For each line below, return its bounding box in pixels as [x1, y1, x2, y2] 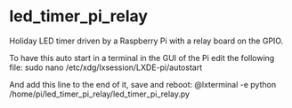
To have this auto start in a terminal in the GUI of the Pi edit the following [9, 52, 275, 63]
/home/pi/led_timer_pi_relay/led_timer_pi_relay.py [9, 89, 190, 99]
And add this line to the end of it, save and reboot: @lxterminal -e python [9, 79, 277, 89]
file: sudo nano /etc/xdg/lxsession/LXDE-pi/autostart [9, 62, 203, 73]
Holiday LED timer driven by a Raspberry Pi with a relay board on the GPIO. [9, 35, 284, 46]
